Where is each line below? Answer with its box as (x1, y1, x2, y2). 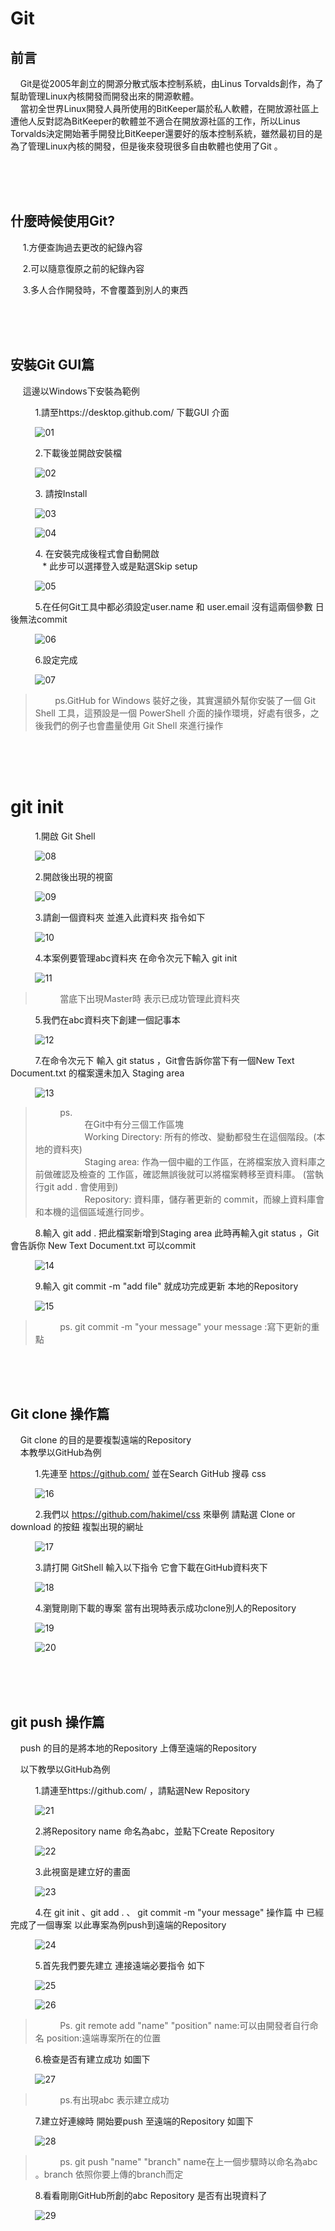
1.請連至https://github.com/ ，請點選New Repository (34, 1785, 250, 1797)
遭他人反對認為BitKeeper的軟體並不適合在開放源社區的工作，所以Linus (10, 115, 301, 127)
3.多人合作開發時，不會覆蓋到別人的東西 (22, 283, 189, 296)
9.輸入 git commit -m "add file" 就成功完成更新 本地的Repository (34, 1280, 299, 1292)
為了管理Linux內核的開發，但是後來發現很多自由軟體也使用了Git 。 (10, 140, 283, 152)
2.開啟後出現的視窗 (34, 870, 113, 882)
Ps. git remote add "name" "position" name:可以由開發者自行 (59, 2020, 310, 2032)
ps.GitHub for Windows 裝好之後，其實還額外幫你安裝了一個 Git (54, 694, 316, 706)
